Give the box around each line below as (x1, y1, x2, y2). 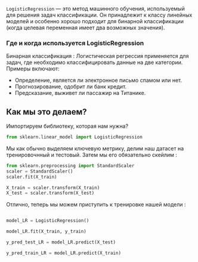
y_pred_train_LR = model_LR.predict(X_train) (6, 250, 121, 256)
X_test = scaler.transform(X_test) (6, 190, 95, 196)
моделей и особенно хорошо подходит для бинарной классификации (6, 18, 184, 24)
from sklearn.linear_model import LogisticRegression (6, 134, 143, 140)
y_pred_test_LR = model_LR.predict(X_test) (6, 239, 116, 245)
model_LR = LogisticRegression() (6, 218, 89, 224)
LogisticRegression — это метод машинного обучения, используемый (6, 5, 185, 12)
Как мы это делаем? (6, 107, 88, 117)
